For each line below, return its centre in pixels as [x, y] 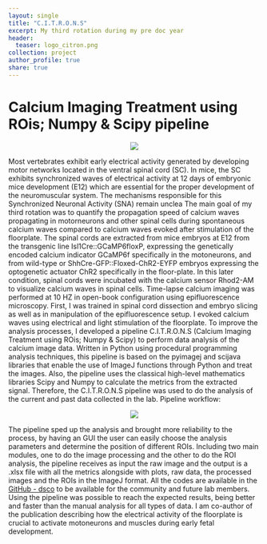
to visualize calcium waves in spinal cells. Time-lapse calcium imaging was [132, 288]
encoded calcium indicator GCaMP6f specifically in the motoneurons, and [130, 254]
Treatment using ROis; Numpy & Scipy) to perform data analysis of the [124, 340]
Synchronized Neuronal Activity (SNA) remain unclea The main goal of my [130, 204]
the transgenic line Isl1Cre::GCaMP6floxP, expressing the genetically [121, 246]
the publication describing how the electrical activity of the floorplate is [126, 514]
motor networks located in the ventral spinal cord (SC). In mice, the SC [125, 169]
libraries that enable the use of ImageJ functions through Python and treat [130, 365]
